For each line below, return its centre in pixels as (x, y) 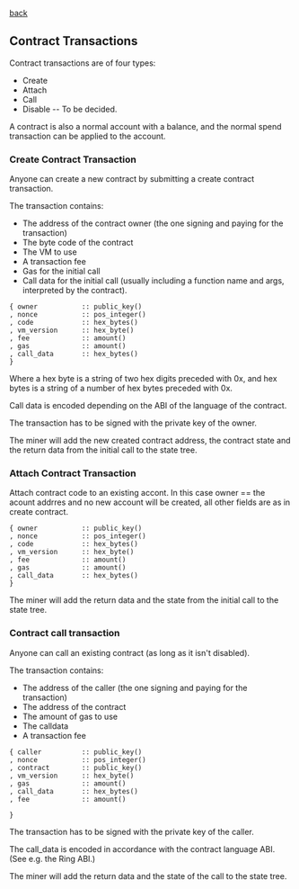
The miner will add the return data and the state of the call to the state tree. (148, 876)
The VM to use (50, 252)
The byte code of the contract (78, 243)
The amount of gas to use (70, 716)
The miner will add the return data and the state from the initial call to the (144, 600)
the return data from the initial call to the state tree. (103, 450)
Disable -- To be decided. (70, 109)
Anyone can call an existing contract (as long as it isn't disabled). (129, 652)
